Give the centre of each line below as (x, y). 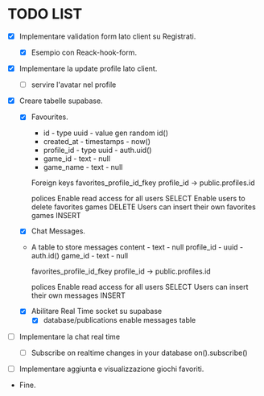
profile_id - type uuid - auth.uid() (97, 151)
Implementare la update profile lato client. (88, 68)
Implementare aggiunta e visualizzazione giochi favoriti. (111, 369)
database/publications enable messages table (120, 320)
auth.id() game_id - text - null (80, 256)
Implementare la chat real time (70, 336)
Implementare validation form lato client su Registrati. (107, 36)
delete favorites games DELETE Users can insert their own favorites (144, 207)
